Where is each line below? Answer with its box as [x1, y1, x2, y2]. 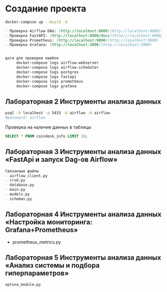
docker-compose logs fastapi [16, 74, 77, 79]
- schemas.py [5, 196, 32, 201]
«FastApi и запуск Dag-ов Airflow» [5, 155, 118, 164]
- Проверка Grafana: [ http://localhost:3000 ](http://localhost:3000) [5, 42, 153, 47]
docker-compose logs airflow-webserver [16, 60, 99, 65]
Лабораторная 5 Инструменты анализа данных [5, 254, 162, 262]
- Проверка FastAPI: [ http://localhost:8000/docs [5, 33, 110, 38]
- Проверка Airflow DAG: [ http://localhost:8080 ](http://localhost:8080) [5, 28, 162, 33]
